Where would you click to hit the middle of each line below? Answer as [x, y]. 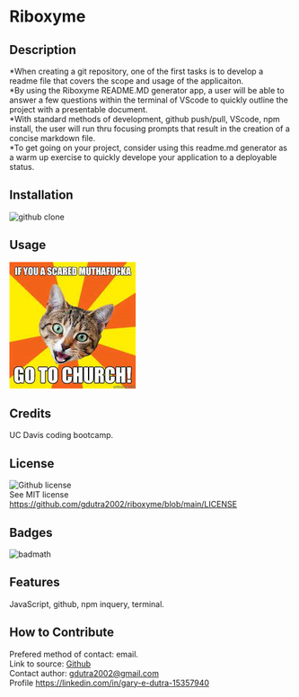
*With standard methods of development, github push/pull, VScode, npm [145, 119]
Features [35, 582]
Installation [41, 195]
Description [43, 50]
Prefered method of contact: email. [74, 654]
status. [22, 167]
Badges [31, 532]
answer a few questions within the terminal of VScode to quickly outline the [149, 100]
